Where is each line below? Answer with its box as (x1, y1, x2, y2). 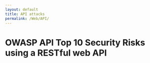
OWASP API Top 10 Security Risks (5, 37, 146, 48)
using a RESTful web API (5, 47, 107, 58)
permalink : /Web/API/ (5, 16, 50, 21)
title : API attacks (5, 12, 45, 16)
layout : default (5, 7, 38, 12)
